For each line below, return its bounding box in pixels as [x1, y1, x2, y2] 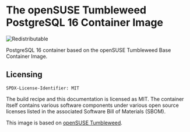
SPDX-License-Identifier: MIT [6, 85, 80, 91]
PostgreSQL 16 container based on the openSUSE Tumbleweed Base [6, 46, 171, 53]
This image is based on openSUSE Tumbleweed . [6, 119, 122, 126]
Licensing [6, 70, 43, 79]
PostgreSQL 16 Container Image [6, 16, 164, 29]
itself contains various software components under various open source [6, 102, 179, 109]
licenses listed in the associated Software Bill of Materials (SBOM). [6, 107, 166, 114]
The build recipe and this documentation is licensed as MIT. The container [6, 95, 184, 102]
